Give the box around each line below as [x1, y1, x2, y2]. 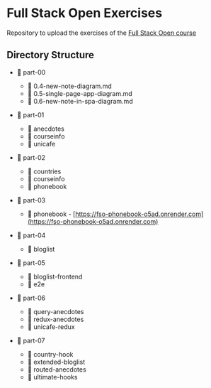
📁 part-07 [16, 336, 45, 345]
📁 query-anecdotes [27, 307, 84, 316]
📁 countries [27, 167, 62, 176]
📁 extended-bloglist [27, 357, 86, 366]
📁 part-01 [16, 110, 45, 119]
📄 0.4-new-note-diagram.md [27, 82, 113, 90]
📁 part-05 [16, 258, 45, 267]
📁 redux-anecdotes [27, 315, 84, 323]
